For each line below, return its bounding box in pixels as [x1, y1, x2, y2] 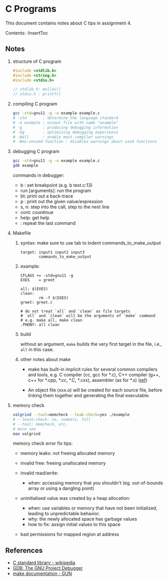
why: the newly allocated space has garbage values [28, 516, 137, 522]
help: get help [20, 215, 50, 221]
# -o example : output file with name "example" [12, 120, 118, 125]
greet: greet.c [20, 300, 53, 305]
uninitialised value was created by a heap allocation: [20, 495, 130, 501]
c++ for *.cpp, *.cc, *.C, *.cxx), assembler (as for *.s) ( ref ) [28, 377, 148, 383]
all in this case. [20, 347, 54, 352]
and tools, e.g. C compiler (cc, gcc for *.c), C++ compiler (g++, [28, 372, 160, 378]
